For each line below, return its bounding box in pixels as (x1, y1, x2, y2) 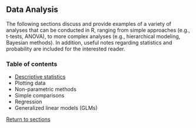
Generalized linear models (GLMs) (14, 105, 98, 112)
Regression (14, 98, 42, 105)
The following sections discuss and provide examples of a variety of (6, 20, 172, 27)
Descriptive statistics (14, 73, 66, 80)
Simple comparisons (14, 92, 65, 99)
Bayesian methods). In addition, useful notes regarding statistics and (6, 39, 172, 46)
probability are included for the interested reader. (6, 45, 125, 52)
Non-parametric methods (14, 86, 77, 93)
